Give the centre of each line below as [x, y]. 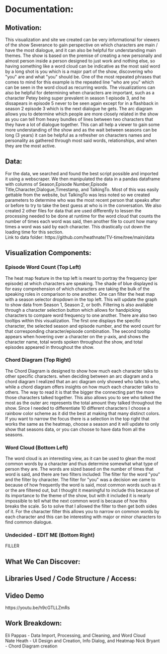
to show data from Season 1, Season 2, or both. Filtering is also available [79, 305]
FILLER [12, 546]
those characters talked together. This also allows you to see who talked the [83, 397]
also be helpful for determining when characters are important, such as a [80, 93]
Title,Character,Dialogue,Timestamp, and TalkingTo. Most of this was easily [82, 189]
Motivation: [23, 28]
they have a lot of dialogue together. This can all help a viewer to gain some [83, 124]
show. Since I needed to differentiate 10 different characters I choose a [78, 408]
